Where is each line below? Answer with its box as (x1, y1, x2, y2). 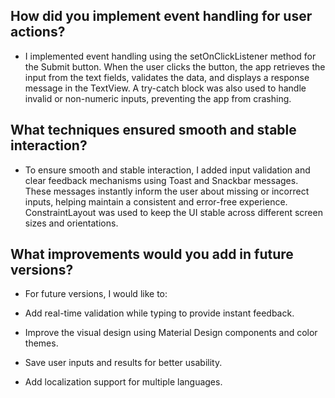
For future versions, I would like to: (24, 288, 168, 300)
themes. (24, 337, 59, 349)
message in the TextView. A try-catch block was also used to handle (24, 82, 307, 94)
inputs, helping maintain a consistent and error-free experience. (24, 195, 288, 208)
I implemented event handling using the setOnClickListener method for (24, 50, 317, 62)
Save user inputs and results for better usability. (24, 357, 223, 369)
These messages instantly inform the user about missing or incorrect (24, 185, 310, 197)
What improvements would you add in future (10, 246, 294, 263)
